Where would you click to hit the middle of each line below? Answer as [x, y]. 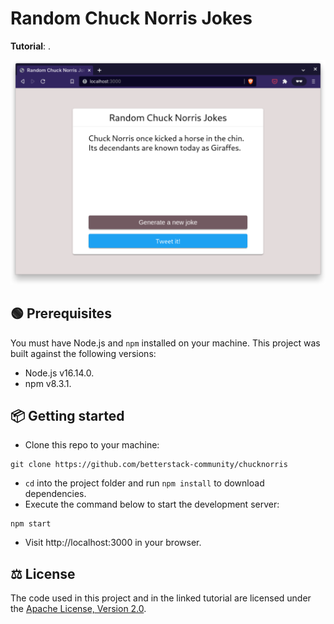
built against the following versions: [83, 353]
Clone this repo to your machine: [92, 445]
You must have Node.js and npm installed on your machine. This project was [165, 343]
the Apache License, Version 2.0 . [78, 609]
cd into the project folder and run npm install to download [144, 483]
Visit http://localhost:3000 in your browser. [113, 543]
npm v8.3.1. [48, 383]
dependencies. [55, 494]
